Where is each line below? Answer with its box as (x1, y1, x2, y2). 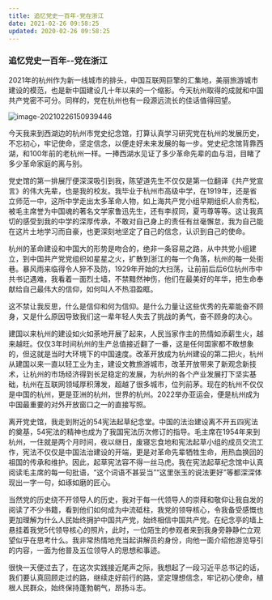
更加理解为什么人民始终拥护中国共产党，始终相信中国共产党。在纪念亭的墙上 (8, 515, 264, 525)
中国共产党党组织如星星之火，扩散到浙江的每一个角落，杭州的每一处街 (29, 253, 264, 263)
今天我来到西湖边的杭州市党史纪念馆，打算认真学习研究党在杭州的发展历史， (8, 128, 264, 138)
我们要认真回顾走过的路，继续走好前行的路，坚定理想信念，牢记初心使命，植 (8, 572, 264, 582)
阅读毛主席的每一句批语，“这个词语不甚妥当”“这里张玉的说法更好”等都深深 (8, 467, 255, 477)
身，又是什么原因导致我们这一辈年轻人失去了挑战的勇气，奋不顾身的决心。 (8, 311, 257, 321)
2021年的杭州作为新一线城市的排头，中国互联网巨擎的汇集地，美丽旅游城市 (8, 74, 259, 85)
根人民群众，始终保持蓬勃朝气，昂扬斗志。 (8, 582, 151, 592)
